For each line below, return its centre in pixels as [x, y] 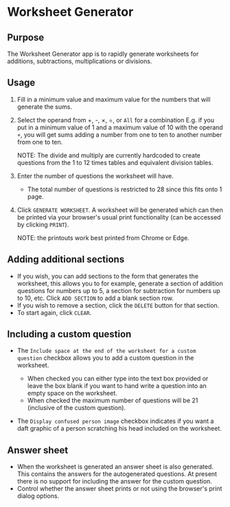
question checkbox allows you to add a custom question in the [105, 358]
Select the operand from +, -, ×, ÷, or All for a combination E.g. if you [116, 120]
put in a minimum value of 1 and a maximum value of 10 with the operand [120, 127]
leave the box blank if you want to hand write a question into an [117, 386]
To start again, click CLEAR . [54, 312]
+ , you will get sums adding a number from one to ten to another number [119, 134]
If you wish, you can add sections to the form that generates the [108, 276]
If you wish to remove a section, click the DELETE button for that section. [118, 305]
